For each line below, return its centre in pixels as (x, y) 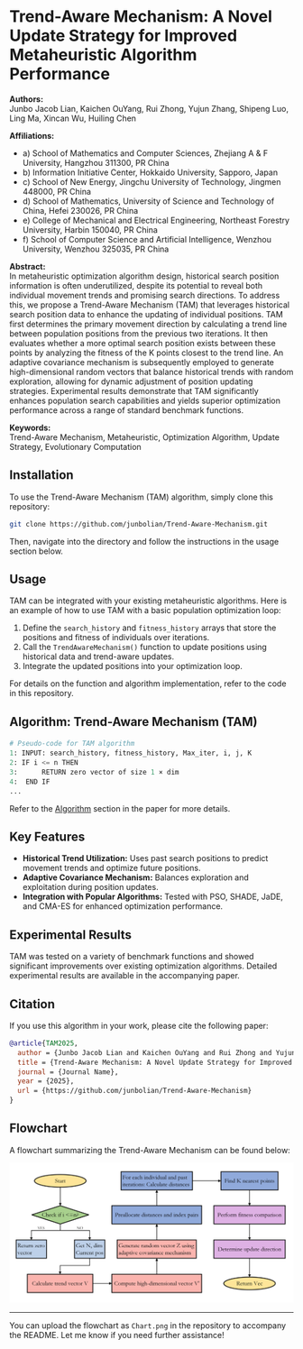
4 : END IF (30, 782)
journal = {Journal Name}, (68, 1072)
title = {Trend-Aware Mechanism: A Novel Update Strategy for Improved (155, 1062)
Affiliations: (32, 135)
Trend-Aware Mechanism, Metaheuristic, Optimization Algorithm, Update (144, 437)
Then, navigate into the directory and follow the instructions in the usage (144, 541)
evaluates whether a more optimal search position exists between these (143, 343)
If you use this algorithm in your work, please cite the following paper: (139, 1025)
